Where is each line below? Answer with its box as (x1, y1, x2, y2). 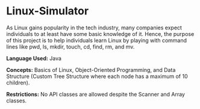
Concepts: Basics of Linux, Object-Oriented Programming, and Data (6, 66, 176, 73)
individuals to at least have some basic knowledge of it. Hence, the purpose (6, 30, 195, 37)
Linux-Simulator (6, 4, 89, 18)
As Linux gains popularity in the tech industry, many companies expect (6, 24, 183, 31)
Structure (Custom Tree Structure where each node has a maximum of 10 (6, 72, 188, 80)
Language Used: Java (6, 54, 62, 62)
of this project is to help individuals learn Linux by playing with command (6, 37, 187, 44)
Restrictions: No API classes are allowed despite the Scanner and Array (6, 90, 186, 98)
